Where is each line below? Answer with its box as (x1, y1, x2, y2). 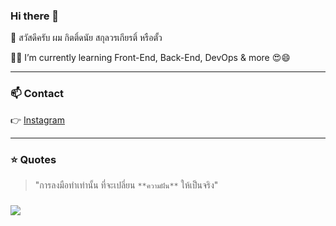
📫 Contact (10, 87, 64, 101)
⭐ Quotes (10, 152, 57, 166)
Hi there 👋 (10, 9, 60, 23)
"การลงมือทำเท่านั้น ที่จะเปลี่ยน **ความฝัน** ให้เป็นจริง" (34, 179, 219, 191)
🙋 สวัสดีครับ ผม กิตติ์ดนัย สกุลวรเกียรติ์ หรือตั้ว (10, 32, 163, 44)
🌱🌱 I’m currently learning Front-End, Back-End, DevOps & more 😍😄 (10, 52, 291, 64)
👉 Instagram (10, 114, 65, 126)
